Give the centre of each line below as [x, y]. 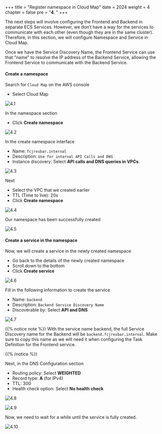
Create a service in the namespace [41, 240]
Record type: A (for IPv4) [38, 378]
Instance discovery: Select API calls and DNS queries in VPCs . [76, 162]
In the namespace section [31, 113]
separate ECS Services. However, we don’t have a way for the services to [79, 27]
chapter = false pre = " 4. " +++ [36, 12]
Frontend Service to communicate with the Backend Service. [67, 63]
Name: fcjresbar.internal [39, 151]
